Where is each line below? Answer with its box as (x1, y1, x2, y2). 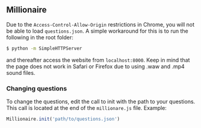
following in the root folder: (6, 33, 74, 41)
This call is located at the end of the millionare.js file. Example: (6, 104, 167, 111)
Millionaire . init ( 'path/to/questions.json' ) (6, 116, 120, 122)
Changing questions (6, 84, 68, 92)
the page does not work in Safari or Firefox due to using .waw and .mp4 (6, 63, 185, 70)
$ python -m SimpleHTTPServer (6, 45, 83, 51)
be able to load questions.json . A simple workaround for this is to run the (6, 27, 188, 34)
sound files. (6, 69, 36, 76)
